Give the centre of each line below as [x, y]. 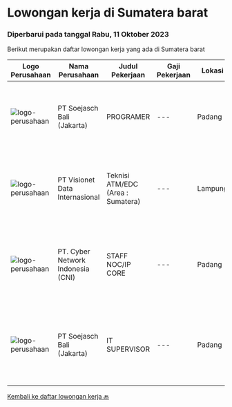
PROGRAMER [128, 117]
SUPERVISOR [128, 349]
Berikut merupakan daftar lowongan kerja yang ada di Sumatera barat [106, 49]
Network [72, 261]
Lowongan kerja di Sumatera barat [108, 13]
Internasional [79, 197]
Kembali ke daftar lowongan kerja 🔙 [58, 397]
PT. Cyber [74, 252]
